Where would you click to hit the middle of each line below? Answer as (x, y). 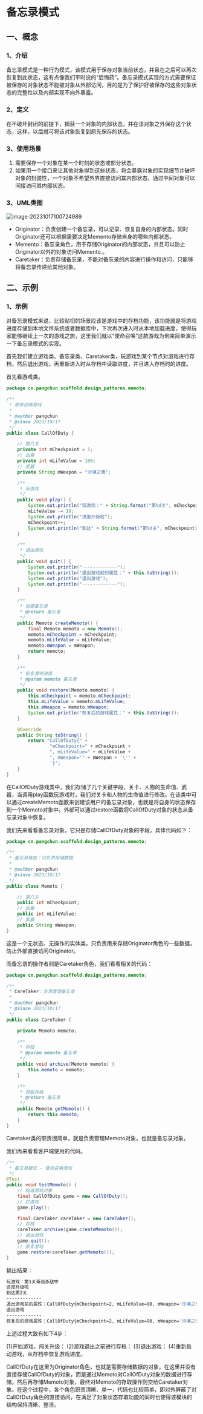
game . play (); (34, 1208)
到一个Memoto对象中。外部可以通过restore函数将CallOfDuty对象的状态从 (97, 810)
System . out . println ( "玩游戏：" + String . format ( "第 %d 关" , (100, 506)
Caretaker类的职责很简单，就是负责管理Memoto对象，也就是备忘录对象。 (98, 1138)
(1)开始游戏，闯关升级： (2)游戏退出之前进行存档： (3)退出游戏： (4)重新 (96, 1346)
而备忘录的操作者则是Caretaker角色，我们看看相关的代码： (79, 963)
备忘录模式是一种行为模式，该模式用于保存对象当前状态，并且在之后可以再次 (101, 70)
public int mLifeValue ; (47, 914)
